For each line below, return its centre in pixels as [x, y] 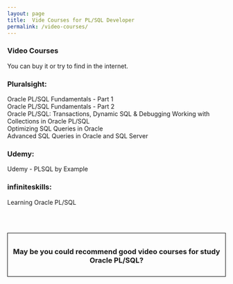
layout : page [26, 14]
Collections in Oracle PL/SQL [49, 121]
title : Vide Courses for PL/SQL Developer [71, 20]
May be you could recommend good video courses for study [116, 252]
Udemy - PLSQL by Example [48, 169]
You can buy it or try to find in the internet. [68, 66]
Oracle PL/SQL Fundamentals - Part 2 [61, 106]
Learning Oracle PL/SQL [42, 202]
